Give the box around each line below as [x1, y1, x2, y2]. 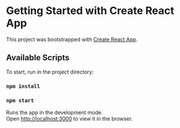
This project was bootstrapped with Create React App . [6, 36, 138, 43]
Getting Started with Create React [6, 4, 175, 18]
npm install [6, 83, 41, 89]
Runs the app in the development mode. [6, 109, 103, 116]
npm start [6, 97, 34, 103]
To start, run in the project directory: [6, 68, 94, 75]
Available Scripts [6, 53, 69, 63]
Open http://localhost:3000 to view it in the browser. [6, 115, 133, 122]
